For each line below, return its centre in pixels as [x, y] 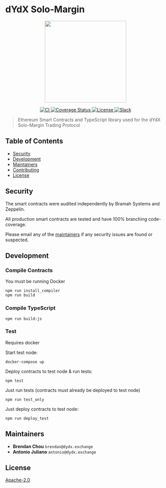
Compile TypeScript [31, 308]
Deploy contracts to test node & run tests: [49, 371]
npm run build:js [24, 319]
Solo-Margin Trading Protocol [49, 125]
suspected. [17, 240]
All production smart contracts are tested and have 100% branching [76, 219]
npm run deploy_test [27, 418]
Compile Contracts [29, 270]
